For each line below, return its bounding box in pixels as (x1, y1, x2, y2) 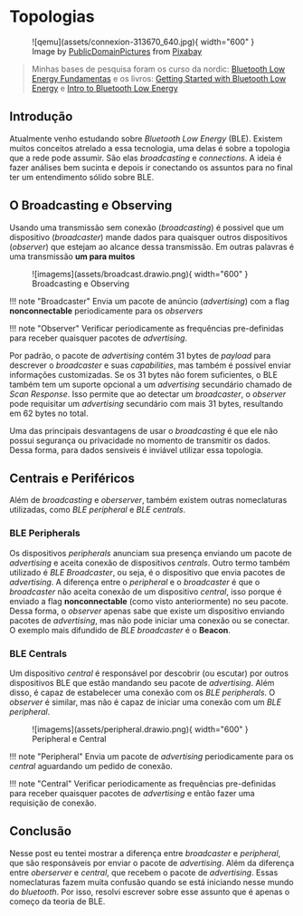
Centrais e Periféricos (9, 470, 136, 486)
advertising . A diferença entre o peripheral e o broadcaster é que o (9, 576, 260, 587)
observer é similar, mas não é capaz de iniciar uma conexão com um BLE (9, 696, 282, 708)
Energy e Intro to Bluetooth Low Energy (31, 82, 178, 93)
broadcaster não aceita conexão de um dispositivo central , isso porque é (9, 586, 282, 597)
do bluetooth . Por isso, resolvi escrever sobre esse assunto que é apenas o (9, 886, 290, 897)
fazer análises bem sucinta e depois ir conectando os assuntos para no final (9, 161, 294, 173)
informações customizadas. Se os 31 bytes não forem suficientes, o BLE (9, 369, 279, 380)
